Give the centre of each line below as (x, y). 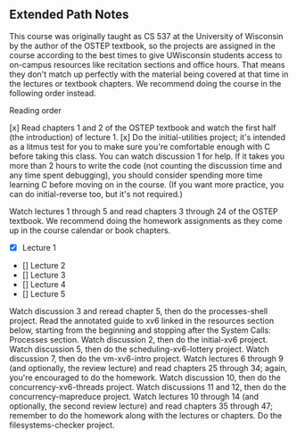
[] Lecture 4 (44, 284)
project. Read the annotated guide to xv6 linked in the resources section (142, 320)
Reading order (36, 110)
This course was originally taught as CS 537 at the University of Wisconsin (146, 36)
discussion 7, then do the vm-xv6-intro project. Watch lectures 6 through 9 (146, 358)
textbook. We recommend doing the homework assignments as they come (146, 220)
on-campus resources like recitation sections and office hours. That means (147, 64)
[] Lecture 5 (44, 294)
